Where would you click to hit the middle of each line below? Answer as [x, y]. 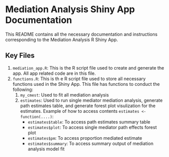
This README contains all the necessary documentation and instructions [81, 34]
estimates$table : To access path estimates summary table [89, 122]
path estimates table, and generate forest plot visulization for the [88, 106]
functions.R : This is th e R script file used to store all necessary [79, 78]
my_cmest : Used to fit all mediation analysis [64, 95]
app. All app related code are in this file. [54, 73]
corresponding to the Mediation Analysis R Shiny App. [62, 40]
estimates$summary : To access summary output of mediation [91, 143]
